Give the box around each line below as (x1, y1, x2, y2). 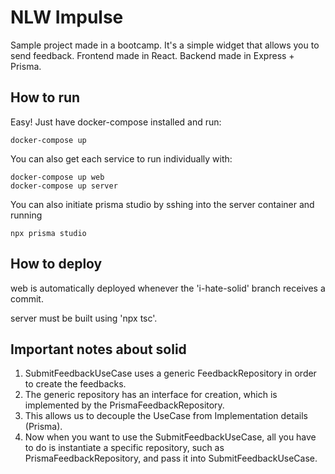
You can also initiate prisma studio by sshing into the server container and (10, 198, 315, 210)
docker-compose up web (10, 172, 105, 182)
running (10, 209, 43, 221)
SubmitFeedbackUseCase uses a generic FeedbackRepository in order (24, 367, 317, 380)
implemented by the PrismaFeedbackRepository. (24, 399, 225, 411)
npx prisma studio (10, 228, 87, 238)
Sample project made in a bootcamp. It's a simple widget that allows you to (10, 39, 320, 51)
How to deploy (10, 256, 103, 273)
